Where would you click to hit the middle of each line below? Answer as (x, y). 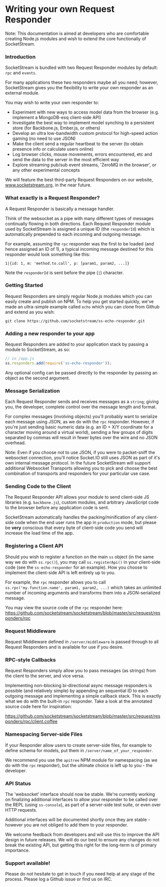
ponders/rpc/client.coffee (31, 721)
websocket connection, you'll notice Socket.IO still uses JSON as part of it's (83, 458)
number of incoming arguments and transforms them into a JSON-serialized (83, 592)
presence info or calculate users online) (53, 149)
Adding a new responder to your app (50, 333)
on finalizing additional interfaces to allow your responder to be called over (82, 799)
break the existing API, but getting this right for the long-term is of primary (81, 845)
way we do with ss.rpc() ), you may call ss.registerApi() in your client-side (83, 562)
